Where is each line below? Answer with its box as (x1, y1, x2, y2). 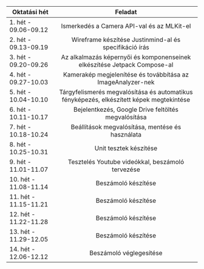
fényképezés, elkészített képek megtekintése (61, 95, 190, 104)
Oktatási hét (12, 8, 49, 16)
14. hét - (9, 245, 36, 253)
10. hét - (9, 175, 36, 183)
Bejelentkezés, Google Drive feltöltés (73, 106, 179, 114)
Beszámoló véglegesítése (89, 249, 163, 257)
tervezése (112, 165, 141, 174)
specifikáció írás (102, 43, 150, 51)
